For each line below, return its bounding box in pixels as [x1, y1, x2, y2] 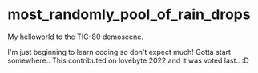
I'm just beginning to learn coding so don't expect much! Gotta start [7, 47, 232, 56]
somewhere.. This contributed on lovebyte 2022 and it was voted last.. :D [7, 56, 249, 65]
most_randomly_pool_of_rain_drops [7, 6, 251, 24]
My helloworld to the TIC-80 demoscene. [7, 32, 143, 41]
